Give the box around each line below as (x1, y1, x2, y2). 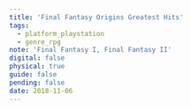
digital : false (9, 54, 65, 62)
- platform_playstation (17, 29, 104, 38)
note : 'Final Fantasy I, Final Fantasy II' (9, 46, 172, 54)
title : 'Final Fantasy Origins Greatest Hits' (9, 12, 184, 22)
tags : (9, 21, 29, 30)
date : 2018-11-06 (9, 86, 73, 95)
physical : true (9, 62, 65, 71)
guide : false (9, 70, 57, 79)
